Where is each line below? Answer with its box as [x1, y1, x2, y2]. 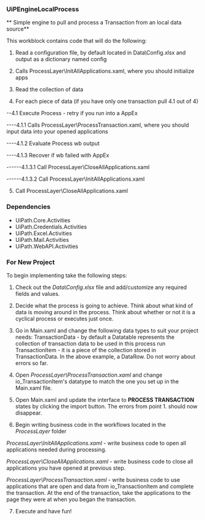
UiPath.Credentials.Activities [15, 223, 88, 230]
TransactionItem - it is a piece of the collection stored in [15, 346, 157, 353]
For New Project [6, 258, 55, 266]
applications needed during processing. [6, 446, 107, 453]
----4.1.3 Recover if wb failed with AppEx [6, 152, 110, 159]
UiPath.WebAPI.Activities [15, 243, 78, 250]
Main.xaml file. [15, 384, 53, 391]
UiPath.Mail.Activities [15, 236, 69, 243]
